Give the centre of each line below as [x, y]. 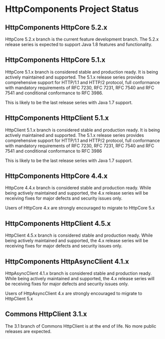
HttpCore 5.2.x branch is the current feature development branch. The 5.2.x [82, 39]
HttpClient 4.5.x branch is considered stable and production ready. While [79, 235]
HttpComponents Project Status [72, 9]
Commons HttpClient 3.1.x [46, 314]
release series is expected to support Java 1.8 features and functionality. [79, 44]
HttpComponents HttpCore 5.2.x [56, 27]
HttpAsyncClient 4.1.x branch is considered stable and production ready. [78, 273]
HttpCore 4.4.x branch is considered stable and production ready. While [78, 188]
